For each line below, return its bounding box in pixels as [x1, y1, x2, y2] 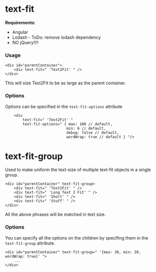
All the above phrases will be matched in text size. [5, 212, 106, 218]
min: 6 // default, [66, 126, 106, 131]
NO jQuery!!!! [12, 39, 39, 45]
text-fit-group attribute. [5, 240, 55, 246]
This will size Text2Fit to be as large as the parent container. [5, 80, 126, 86]
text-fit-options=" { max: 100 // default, [22, 122, 112, 126]
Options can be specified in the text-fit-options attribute [5, 103, 123, 109]
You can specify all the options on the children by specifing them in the [5, 235, 148, 241]
